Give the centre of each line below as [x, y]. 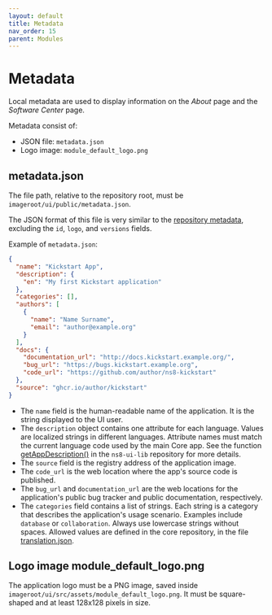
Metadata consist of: [43, 126]
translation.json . [47, 540]
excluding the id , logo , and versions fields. [80, 228]
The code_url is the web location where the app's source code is [129, 471]
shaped [21, 603]
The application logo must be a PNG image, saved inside [103, 586]
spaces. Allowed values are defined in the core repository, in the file [134, 532]
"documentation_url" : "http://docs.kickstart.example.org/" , [129, 358]
